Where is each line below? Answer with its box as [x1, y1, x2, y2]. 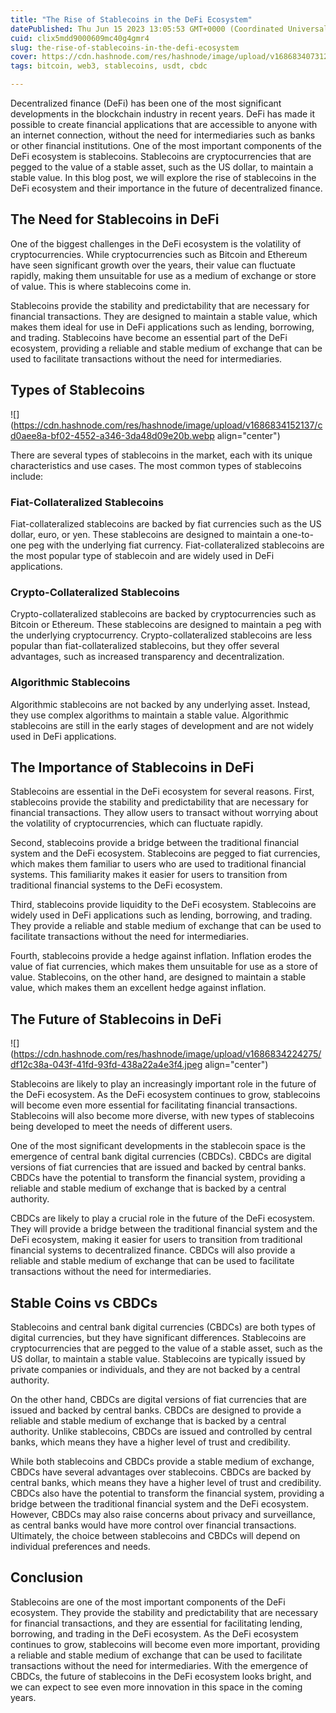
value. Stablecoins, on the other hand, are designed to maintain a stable [10, 971, 307, 983]
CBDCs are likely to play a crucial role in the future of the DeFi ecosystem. [10, 1212, 316, 1225]
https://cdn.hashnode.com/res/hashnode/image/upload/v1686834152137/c [13, 419, 323, 431]
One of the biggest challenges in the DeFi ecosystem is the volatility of [10, 237, 302, 250]
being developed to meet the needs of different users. [10, 1121, 233, 1133]
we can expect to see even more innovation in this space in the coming [10, 1681, 303, 1693]
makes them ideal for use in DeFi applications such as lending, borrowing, [10, 321, 315, 333]
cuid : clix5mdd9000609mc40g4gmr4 [10, 33, 150, 43]
